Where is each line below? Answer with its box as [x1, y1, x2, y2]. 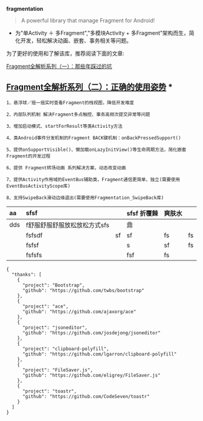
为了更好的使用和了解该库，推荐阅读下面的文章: [6, 50, 125, 57]
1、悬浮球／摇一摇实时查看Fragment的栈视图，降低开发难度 [6, 99, 134, 105]
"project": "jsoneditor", [22, 324, 88, 331]
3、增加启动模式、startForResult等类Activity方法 [6, 123, 123, 129]
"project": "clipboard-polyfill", [22, 345, 110, 352]
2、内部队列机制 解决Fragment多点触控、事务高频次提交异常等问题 [6, 111, 150, 118]
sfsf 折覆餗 [126, 209, 158, 217]
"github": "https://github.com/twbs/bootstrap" [22, 287, 145, 293]
